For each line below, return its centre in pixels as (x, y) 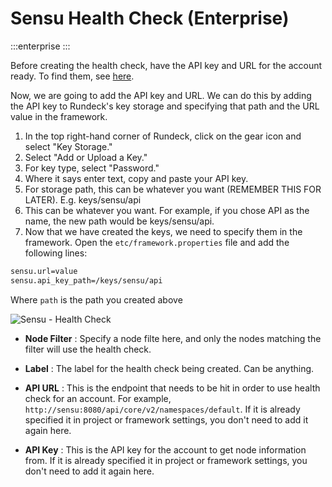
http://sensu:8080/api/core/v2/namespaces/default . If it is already (162, 409)
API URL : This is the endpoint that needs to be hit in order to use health (172, 388)
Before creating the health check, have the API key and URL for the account (166, 65)
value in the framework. (59, 116)
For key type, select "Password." (92, 168)
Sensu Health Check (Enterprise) (150, 18)
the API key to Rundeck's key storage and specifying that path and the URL (165, 106)
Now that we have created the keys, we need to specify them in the (163, 231)
